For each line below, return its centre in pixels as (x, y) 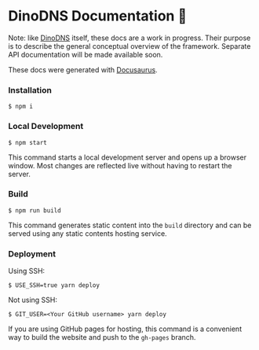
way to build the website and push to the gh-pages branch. (102, 337)
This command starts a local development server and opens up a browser (128, 157)
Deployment (32, 253)
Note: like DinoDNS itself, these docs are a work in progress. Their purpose (129, 38)
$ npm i (21, 107)
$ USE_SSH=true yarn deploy (54, 286)
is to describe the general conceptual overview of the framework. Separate (129, 46)
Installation (30, 90)
